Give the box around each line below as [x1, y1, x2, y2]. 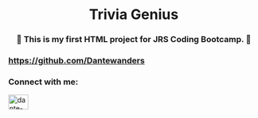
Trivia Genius [88, 6, 179, 24]
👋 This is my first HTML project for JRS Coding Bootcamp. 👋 [16, 34, 252, 45]
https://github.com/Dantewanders [8, 55, 145, 67]
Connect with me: [8, 76, 79, 87]
